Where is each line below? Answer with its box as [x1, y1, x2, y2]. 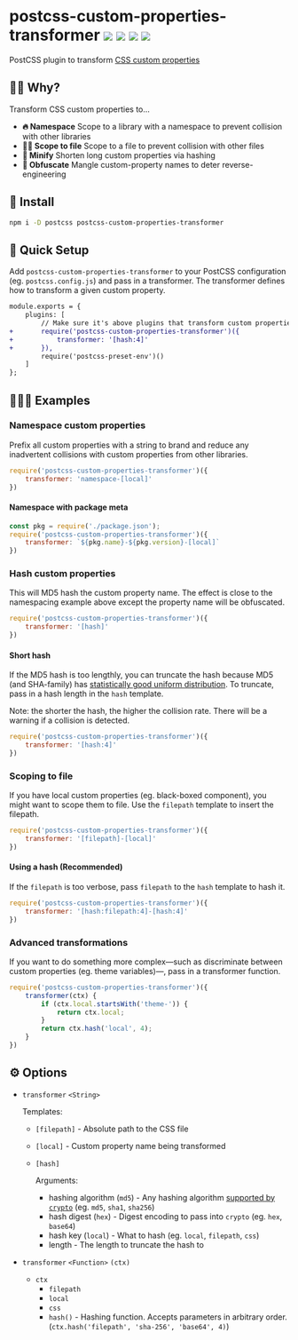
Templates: [21, 1106, 64, 1116]
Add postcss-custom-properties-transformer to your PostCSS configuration [9, 266, 286, 277]
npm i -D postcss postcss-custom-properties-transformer [9, 218, 224, 227]
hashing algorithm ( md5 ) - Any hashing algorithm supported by [48, 1192, 276, 1202]
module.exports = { [9, 302, 82, 312]
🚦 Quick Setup [9, 242, 90, 258]
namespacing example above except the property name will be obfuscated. [9, 597, 286, 607]
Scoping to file [9, 770, 74, 782]
